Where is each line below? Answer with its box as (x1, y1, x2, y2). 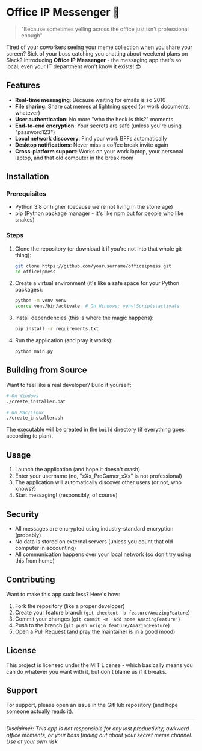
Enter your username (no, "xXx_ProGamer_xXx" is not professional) (14, 472, 182, 479)
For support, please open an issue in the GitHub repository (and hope (6, 701, 179, 709)
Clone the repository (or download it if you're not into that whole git (14, 244, 182, 252)
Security (6, 509, 39, 519)
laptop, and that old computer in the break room (14, 154, 134, 161)
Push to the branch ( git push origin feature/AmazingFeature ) (14, 621, 170, 628)
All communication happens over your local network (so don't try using (14, 551, 191, 558)
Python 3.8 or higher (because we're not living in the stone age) (14, 203, 173, 211)
